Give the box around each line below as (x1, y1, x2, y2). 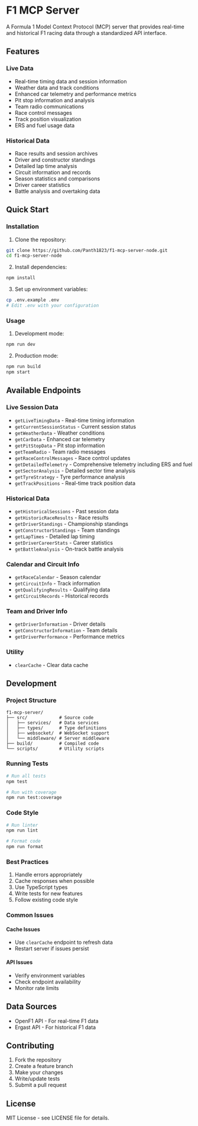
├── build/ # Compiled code (6, 740, 99, 747)
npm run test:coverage (6, 795, 62, 801)
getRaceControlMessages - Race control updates (14, 454, 131, 461)
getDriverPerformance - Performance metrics (14, 633, 125, 640)
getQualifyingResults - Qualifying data (14, 586, 111, 593)
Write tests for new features (14, 890, 83, 897)
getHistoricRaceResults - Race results (14, 514, 109, 521)
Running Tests (6, 759, 48, 768)
